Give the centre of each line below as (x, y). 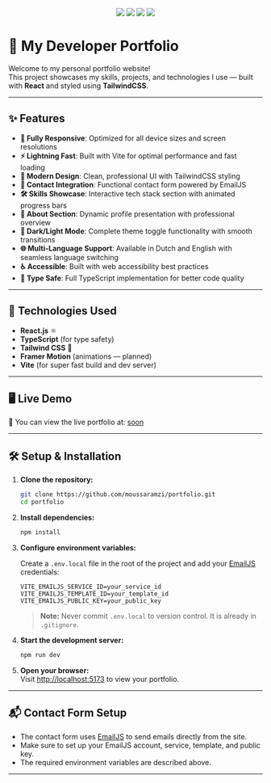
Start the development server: (72, 640)
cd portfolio (42, 502)
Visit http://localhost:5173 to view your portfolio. (100, 679)
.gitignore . (59, 624)
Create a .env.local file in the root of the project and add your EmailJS (138, 563)
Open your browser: (54, 670)
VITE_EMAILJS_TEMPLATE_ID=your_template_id (94, 594)
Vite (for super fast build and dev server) (88, 364)
